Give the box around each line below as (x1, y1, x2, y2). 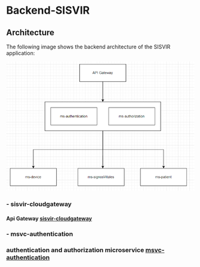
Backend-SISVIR (6, 4, 90, 17)
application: (6, 50, 35, 57)
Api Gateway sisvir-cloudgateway (6, 214, 93, 222)
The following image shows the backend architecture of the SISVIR (6, 43, 171, 50)
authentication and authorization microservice (6, 245, 144, 254)
